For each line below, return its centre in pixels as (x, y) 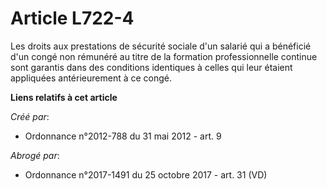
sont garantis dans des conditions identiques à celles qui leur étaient (151, 67)
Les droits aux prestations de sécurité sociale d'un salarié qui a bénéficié (161, 46)
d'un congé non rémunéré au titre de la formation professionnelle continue (164, 56)
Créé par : (30, 116)
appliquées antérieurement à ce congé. (91, 78)
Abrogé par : (35, 155)
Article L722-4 (72, 18)
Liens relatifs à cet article (64, 97)
